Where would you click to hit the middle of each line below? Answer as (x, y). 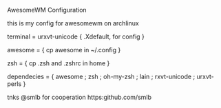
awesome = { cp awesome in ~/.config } (64, 50)
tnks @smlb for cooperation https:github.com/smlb (80, 97)
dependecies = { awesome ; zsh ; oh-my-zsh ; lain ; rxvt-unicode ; (101, 76)
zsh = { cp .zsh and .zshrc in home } (59, 63)
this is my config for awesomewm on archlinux (73, 23)
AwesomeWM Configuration (47, 10)
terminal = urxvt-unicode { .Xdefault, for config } (76, 36)
